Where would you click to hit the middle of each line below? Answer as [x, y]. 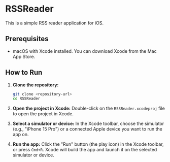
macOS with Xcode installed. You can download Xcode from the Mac [84, 51]
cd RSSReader [26, 99]
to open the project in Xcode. [43, 114]
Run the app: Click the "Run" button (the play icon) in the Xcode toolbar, [88, 144]
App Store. [24, 56]
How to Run [24, 72]
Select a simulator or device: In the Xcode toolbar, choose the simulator [88, 124]
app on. [21, 135]
